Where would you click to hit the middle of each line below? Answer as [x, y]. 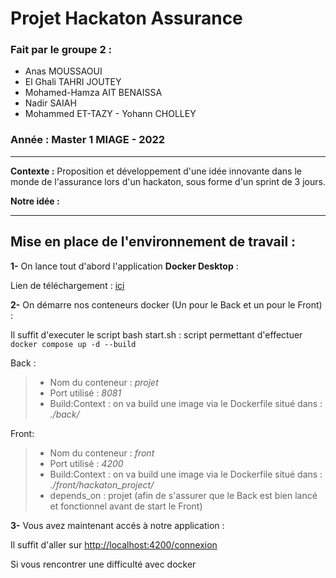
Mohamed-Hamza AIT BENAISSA [93, 93]
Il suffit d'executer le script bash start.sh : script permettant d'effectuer [156, 334]
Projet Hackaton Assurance [126, 18]
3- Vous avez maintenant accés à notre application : [117, 525]
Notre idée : [35, 201]
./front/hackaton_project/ [102, 484]
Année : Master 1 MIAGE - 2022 [88, 140]
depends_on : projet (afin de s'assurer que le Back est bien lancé [183, 495]
